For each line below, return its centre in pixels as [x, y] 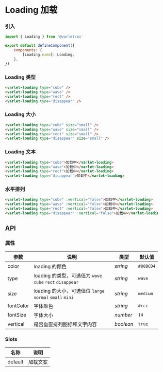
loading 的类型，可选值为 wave [68, 276]
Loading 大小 [20, 114]
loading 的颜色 [50, 266]
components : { [28, 50]
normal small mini [54, 297]
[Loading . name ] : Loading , [49, 55]
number [123, 315]
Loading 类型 [20, 77]
